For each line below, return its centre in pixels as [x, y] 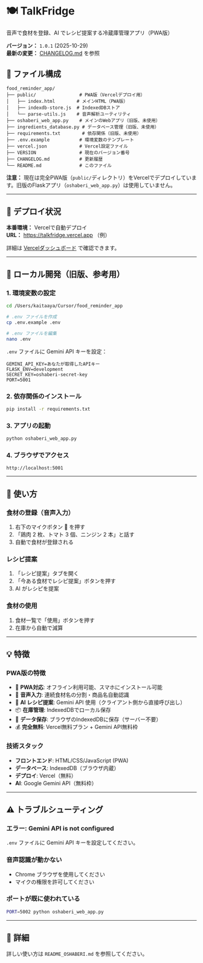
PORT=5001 [19, 380]
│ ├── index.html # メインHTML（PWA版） [67, 101]
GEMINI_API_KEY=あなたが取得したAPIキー [53, 364]
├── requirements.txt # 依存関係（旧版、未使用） [74, 133]
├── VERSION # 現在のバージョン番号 [68, 152]
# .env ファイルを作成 [32, 317]
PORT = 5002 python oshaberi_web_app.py [55, 912]
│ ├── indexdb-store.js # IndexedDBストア [63, 108]
